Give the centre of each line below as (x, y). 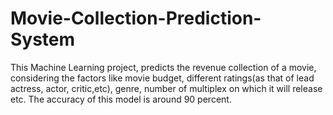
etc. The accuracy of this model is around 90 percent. (121, 99)
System (43, 39)
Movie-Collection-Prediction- (136, 18)
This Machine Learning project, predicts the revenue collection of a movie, (163, 67)
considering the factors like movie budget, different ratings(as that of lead (162, 78)
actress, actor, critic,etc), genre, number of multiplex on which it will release (166, 88)
